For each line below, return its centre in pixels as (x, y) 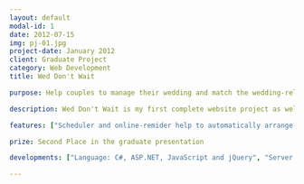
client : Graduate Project (58, 60)
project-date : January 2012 (62, 51)
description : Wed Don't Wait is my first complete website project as (145, 109)
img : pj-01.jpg (38, 43)
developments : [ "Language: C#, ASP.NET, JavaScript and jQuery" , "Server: (153, 158)
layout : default (40, 18)
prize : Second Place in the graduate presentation (107, 142)
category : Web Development (60, 69)
